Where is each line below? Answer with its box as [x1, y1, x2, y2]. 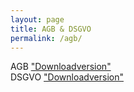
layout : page [10, 14, 65, 25]
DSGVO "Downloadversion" [10, 71, 124, 83]
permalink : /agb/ [10, 33, 83, 43]
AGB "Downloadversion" [10, 61, 112, 73]
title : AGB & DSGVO [10, 24, 92, 34]
